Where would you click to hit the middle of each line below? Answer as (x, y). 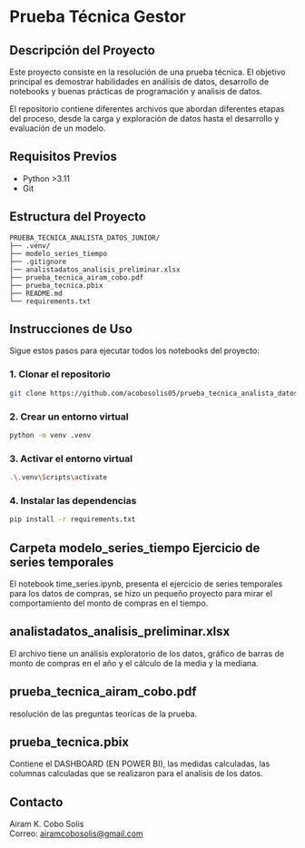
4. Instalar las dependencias (73, 500)
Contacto (36, 802)
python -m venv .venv (50, 435)
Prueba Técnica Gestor (98, 17)
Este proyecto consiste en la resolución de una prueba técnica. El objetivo (148, 72)
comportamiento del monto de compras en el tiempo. (109, 603)
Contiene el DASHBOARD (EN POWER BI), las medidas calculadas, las (140, 764)
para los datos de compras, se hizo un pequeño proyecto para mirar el (141, 593)
